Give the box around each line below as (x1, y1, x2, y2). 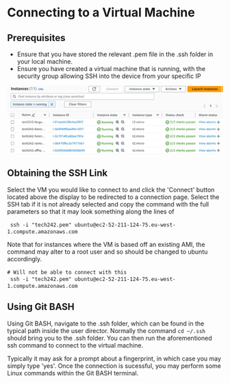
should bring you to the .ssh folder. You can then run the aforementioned (7, 334, 212, 342)
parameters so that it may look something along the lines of (7, 207, 175, 215)
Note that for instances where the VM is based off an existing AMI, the (7, 240, 205, 248)
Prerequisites (7, 32, 66, 44)
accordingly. (7, 254, 42, 263)
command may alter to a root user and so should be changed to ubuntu (7, 248, 208, 256)
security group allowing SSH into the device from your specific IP (16, 72, 201, 80)
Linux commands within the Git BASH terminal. (7, 369, 139, 377)
